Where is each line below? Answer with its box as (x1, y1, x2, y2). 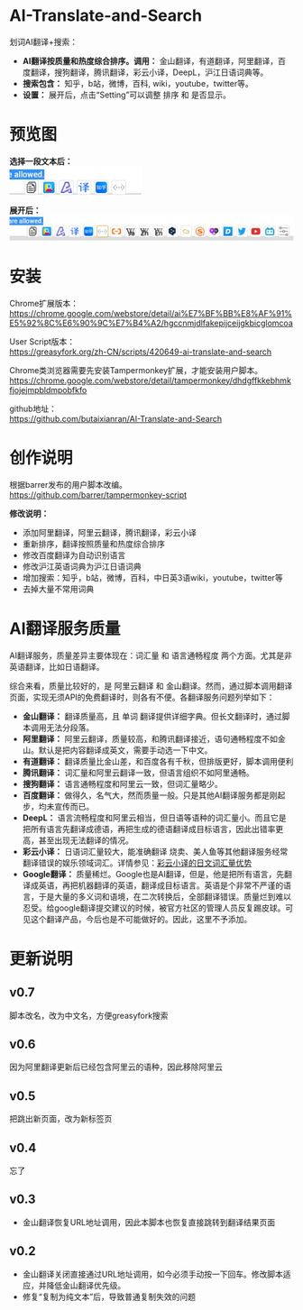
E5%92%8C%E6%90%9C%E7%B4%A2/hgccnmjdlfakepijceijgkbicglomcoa (9, 317, 293, 328)
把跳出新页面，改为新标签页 (9, 1113, 113, 1124)
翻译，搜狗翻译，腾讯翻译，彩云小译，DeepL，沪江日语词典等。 (30, 67, 269, 78)
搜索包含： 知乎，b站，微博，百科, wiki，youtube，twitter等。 (22, 78, 254, 88)
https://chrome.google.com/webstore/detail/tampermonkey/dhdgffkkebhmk (9, 375, 291, 386)
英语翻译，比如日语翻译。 (9, 661, 105, 672)
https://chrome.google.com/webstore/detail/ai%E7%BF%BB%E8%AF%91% (9, 307, 293, 318)
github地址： (9, 403, 57, 414)
